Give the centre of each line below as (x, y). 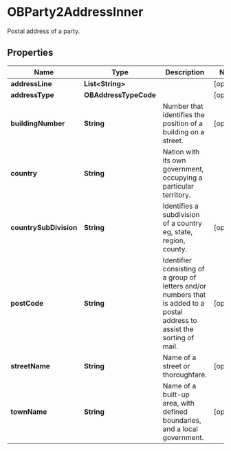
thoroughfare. (185, 375)
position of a (183, 123)
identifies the (184, 114)
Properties (30, 53)
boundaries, (182, 420)
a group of (179, 277)
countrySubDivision (44, 227)
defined (175, 412)
